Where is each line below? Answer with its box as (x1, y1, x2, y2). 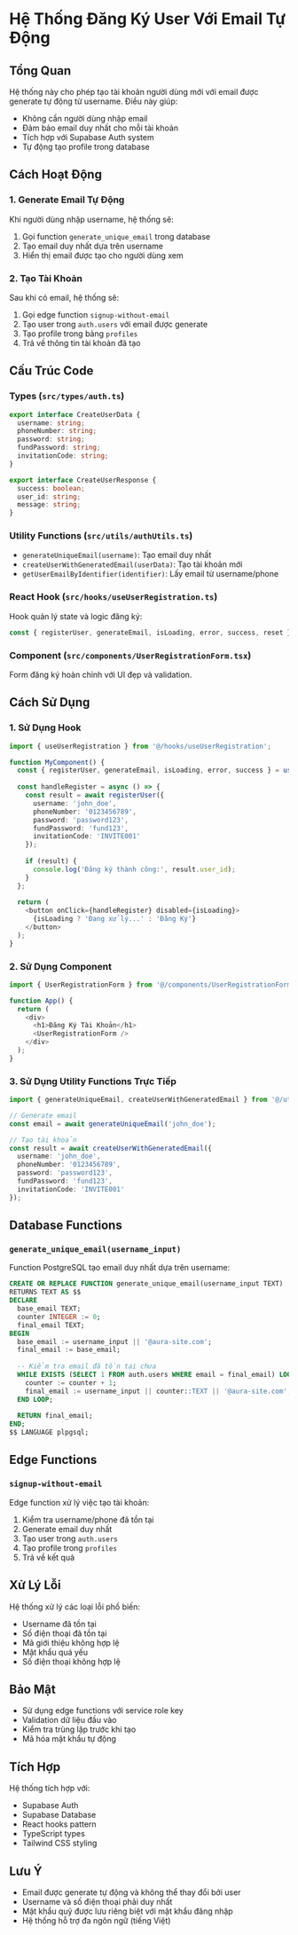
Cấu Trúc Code (9, 364, 94, 379)
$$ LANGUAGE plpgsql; (9, 1428, 90, 1437)
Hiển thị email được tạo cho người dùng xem (21, 249, 184, 261)
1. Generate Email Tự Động (9, 193, 125, 206)
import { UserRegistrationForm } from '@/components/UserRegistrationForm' (9, 980, 295, 989)
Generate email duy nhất (21, 1523, 113, 1534)
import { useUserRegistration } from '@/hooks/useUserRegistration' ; (9, 742, 272, 751)
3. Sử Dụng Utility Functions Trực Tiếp (9, 1074, 177, 1087)
